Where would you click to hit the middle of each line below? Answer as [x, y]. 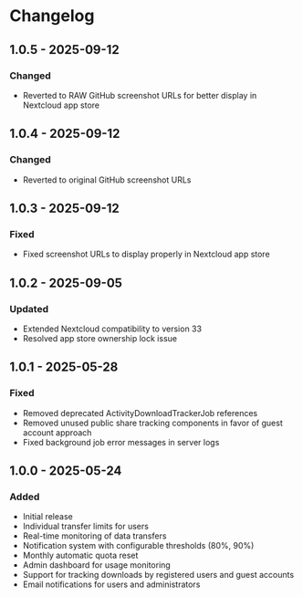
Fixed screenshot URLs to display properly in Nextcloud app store [146, 254]
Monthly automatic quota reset [80, 555]
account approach [57, 432]
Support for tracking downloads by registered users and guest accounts [158, 575]
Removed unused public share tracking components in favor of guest [152, 423]
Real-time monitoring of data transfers [94, 536]
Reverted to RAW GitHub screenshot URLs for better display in [140, 95]
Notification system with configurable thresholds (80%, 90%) [138, 546]
